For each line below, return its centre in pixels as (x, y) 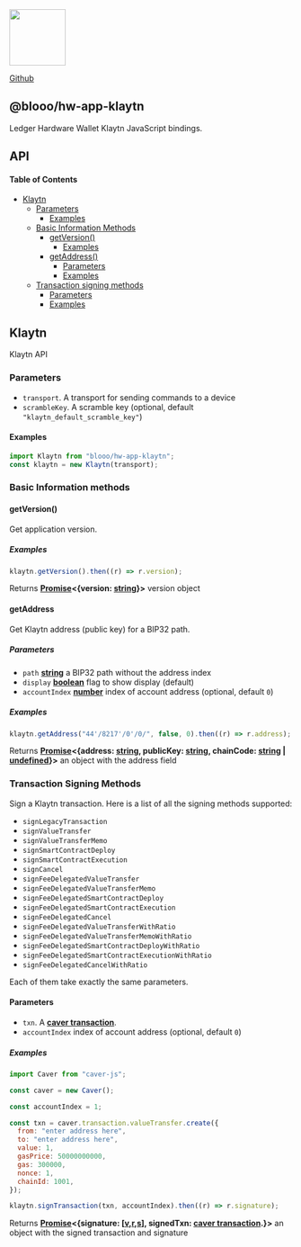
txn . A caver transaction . (69, 1022)
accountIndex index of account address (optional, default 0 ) (132, 1032)
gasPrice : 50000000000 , (62, 1157)
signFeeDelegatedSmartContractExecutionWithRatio (117, 955)
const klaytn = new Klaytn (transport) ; (84, 464)
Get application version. (53, 529)
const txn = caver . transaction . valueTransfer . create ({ (114, 1123)
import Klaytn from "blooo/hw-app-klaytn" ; (92, 456)
